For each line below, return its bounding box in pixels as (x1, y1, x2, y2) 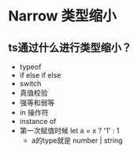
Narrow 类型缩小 (8, 7, 117, 25)
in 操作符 (19, 107, 49, 117)
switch (19, 79, 42, 88)
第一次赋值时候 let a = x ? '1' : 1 (19, 126, 120, 135)
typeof (19, 62, 42, 71)
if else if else (19, 71, 62, 79)
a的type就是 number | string (31, 136, 123, 145)
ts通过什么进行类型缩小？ (8, 41, 132, 54)
